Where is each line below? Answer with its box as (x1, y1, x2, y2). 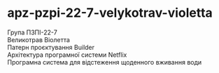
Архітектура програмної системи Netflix (7, 51, 127, 59)
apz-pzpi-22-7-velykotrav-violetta (7, 5, 213, 21)
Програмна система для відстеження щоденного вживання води (7, 58, 202, 66)
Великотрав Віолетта (7, 35, 70, 44)
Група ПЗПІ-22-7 (7, 28, 57, 36)
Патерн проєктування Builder (7, 43, 95, 51)
